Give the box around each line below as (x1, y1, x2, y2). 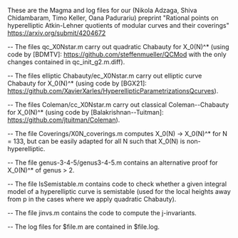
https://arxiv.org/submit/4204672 (7, 29, 106, 37)
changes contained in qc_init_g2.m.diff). (7, 58, 125, 66)
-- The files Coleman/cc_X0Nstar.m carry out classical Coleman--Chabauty (7, 100, 229, 109)
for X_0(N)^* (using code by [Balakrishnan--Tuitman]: (7, 108, 164, 116)
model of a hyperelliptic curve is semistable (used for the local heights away (7, 187, 232, 195)
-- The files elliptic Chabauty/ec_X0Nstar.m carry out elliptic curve (7, 71, 202, 80)
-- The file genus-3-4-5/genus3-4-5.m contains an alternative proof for (7, 158, 219, 167)
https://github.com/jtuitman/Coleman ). (7, 115, 120, 124)
